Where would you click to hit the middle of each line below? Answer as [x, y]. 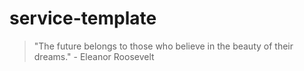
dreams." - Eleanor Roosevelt [94, 56]
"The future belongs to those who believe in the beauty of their [163, 46]
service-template [83, 18]
